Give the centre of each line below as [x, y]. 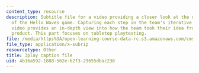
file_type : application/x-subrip [47, 45]
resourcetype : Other [32, 50]
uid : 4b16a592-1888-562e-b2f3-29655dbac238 [61, 61]
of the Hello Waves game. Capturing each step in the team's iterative [102, 22]
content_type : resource [36, 11]
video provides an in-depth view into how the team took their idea [98, 28]
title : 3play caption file [39, 55]
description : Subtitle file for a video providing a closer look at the [98, 17]
